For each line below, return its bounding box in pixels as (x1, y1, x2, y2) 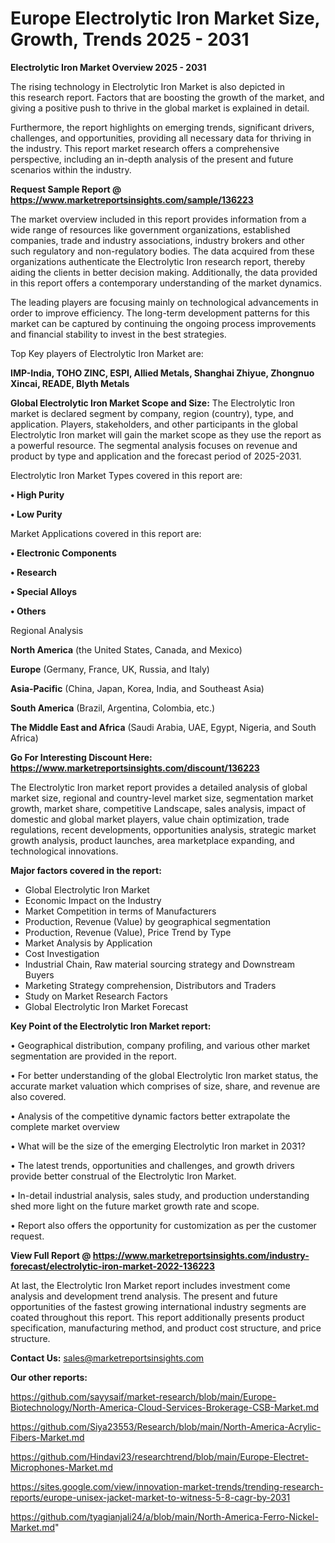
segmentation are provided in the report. (10, 1050, 177, 1062)
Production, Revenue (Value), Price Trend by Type (24, 926, 232, 938)
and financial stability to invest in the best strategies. (10, 328, 227, 340)
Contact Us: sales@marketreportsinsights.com (10, 1352, 205, 1364)
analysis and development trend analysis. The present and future (10, 1290, 278, 1302)
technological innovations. (10, 845, 119, 857)
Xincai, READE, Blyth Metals (10, 377, 130, 389)
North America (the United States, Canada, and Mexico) (10, 643, 243, 656)
